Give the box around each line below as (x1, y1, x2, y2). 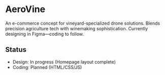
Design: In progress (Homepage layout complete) (12, 59, 116, 65)
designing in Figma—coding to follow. (5, 31, 84, 37)
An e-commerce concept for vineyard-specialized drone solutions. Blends (5, 20, 160, 26)
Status (5, 45, 27, 54)
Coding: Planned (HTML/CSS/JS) (12, 64, 82, 70)
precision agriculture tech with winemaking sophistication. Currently (5, 25, 148, 31)
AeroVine (5, 4, 46, 15)
